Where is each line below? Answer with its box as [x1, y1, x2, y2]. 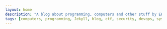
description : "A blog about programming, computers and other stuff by [5, 12, 157, 17]
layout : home [5, 7, 32, 12]
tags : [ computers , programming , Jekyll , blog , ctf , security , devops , [5, 16, 155, 21]
